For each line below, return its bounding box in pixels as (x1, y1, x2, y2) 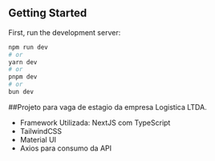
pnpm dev (8, 73, 38, 81)
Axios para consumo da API (19, 143, 112, 153)
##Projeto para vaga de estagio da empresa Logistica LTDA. (8, 102, 207, 111)
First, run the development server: (8, 27, 121, 37)
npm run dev (8, 43, 48, 51)
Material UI (19, 135, 57, 144)
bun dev (8, 88, 34, 96)
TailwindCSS (19, 126, 63, 135)
